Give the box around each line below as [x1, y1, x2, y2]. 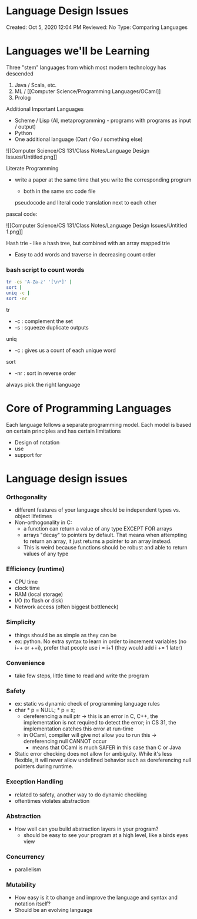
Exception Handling [6, 778, 64, 786]
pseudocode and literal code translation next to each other [14, 199, 157, 206]
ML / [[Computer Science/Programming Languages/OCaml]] [14, 87, 161, 95]
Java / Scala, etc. [14, 81, 57, 88]
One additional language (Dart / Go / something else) [14, 136, 143, 143]
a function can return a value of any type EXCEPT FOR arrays [23, 525, 172, 532]
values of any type [23, 550, 69, 558]
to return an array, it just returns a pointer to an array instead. [23, 538, 172, 545]
